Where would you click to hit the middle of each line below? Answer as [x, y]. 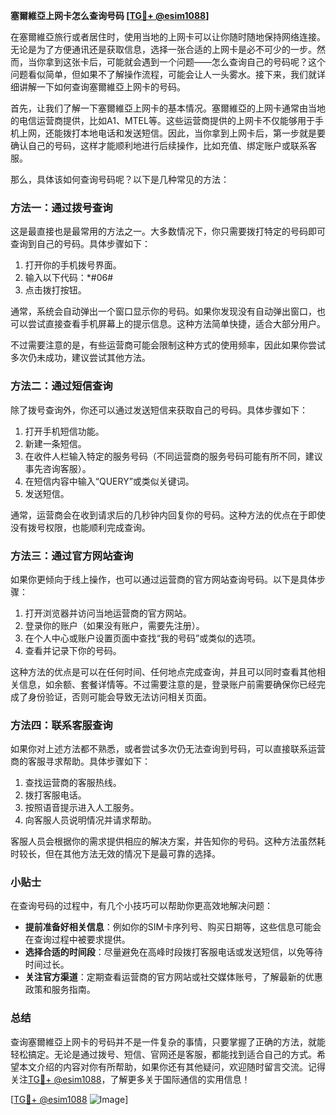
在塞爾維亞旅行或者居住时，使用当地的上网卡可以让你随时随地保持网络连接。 [168, 37]
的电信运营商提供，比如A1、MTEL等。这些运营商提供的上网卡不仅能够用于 [162, 120]
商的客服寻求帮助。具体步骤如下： [80, 761]
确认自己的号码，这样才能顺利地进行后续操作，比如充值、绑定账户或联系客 [163, 145]
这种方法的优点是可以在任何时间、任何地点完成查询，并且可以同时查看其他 [163, 671]
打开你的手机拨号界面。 [73, 265]
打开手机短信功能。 [64, 431]
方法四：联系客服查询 [61, 725]
